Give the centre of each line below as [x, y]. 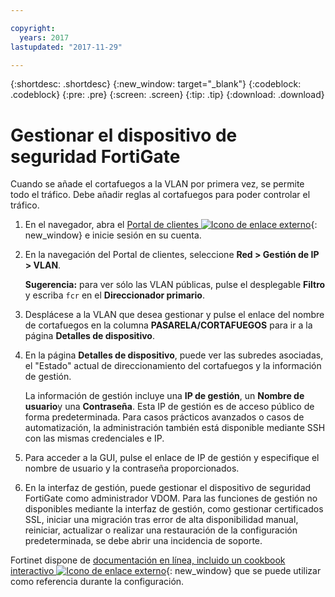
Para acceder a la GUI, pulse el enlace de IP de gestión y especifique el [172, 458]
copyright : [33, 28]
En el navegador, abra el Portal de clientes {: [171, 225]
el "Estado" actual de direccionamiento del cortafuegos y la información [173, 366]
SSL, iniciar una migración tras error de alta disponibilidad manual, [161, 520]
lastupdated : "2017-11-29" [66, 47]
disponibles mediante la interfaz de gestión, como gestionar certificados [174, 509]
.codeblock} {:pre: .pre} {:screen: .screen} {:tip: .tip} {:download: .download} [167, 95]
